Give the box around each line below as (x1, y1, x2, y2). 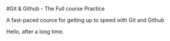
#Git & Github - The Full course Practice (6, 5, 105, 12)
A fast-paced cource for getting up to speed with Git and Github (6, 17, 165, 23)
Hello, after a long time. (6, 28, 64, 35)
